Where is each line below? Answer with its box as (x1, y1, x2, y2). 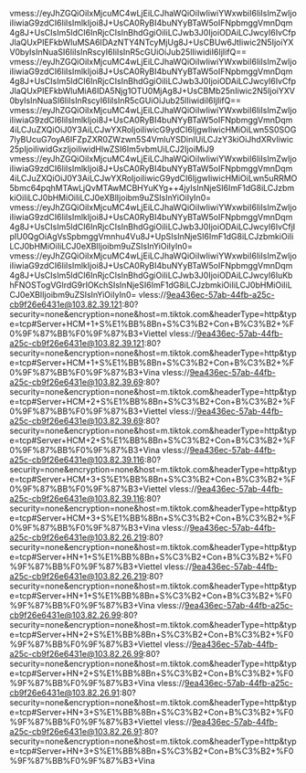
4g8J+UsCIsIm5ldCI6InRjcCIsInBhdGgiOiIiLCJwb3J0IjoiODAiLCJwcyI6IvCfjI (9, 221, 296, 232)
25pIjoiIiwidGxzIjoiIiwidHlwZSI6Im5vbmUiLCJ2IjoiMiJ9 (9, 143, 215, 154)
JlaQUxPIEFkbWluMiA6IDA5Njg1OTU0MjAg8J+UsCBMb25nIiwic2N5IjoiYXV (9, 86, 295, 96)
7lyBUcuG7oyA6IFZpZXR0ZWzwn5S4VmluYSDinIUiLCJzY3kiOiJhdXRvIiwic (9, 134, 294, 144)
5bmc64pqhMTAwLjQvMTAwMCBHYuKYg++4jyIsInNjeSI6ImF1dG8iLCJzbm (9, 183, 295, 193)
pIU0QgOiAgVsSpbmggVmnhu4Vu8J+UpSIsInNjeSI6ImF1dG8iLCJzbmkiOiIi (9, 231, 294, 241)
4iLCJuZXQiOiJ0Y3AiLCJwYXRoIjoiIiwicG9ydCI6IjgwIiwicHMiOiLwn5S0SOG (9, 124, 297, 135)
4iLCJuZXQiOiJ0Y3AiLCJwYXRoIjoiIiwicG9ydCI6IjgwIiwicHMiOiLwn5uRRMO (9, 173, 298, 184)
